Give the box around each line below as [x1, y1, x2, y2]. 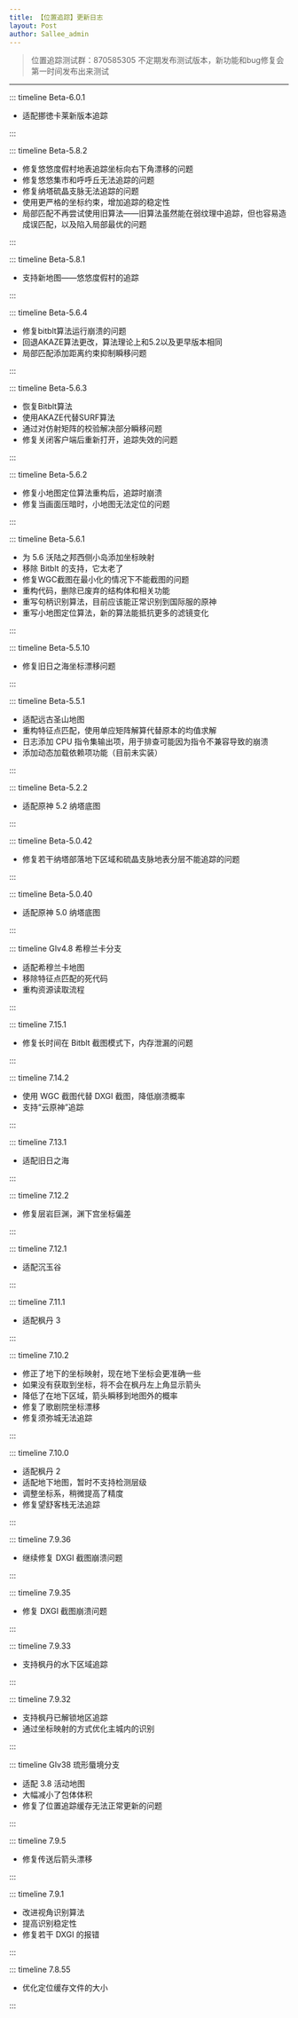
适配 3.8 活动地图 [21, 1778, 86, 1789]
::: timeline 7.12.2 [9, 1191, 69, 1201]
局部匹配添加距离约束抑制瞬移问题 [21, 348, 147, 359]
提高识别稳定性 [21, 1919, 77, 1929]
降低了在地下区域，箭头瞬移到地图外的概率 [21, 1390, 178, 1401]
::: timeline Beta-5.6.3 [9, 383, 87, 393]
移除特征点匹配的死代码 [21, 973, 108, 984]
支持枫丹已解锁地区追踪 [21, 1713, 108, 1723]
